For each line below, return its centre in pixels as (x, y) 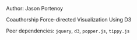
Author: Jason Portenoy (34, 8)
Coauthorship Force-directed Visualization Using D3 (69, 19)
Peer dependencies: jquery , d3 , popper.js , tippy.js (68, 31)
